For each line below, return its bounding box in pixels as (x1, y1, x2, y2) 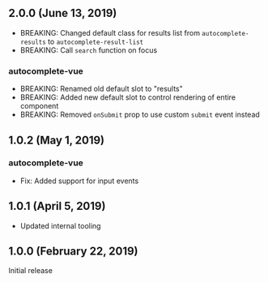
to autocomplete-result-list (47, 36, 144, 46)
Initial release (8, 266, 53, 276)
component (19, 101, 59, 111)
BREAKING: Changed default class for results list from (19, 28, 201, 37)
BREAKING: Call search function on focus (19, 45, 158, 55)
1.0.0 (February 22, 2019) (8, 245, 139, 258)
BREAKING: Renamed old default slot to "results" (19, 84, 184, 94)
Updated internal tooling (19, 220, 101, 230)
